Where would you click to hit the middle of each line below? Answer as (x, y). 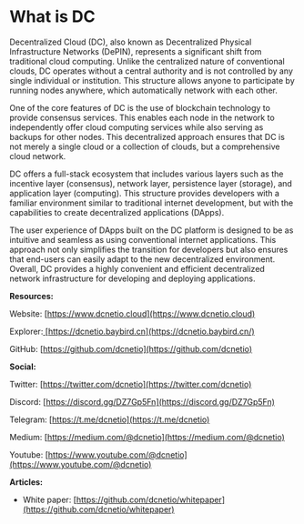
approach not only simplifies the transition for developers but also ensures (149, 249)
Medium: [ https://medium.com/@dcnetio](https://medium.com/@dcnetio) (147, 437)
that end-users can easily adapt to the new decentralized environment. (142, 259)
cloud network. (38, 156)
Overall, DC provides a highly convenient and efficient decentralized (137, 268)
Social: (23, 367)
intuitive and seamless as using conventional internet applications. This (143, 239)
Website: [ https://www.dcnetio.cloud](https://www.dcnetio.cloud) (132, 313)
